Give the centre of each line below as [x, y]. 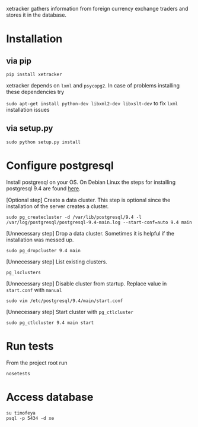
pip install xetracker [34, 74]
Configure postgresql [60, 165]
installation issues [28, 110]
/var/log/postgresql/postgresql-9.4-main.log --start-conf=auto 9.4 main [99, 222]
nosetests [18, 373]
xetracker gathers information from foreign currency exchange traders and [97, 9]
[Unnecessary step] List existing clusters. [57, 262]
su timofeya [21, 413]
